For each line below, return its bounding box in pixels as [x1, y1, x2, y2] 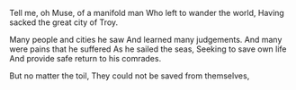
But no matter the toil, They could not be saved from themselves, [9, 70, 250, 81]
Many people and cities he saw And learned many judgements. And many [9, 35, 283, 45]
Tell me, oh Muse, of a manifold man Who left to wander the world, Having [9, 8, 285, 18]
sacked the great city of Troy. [9, 17, 119, 28]
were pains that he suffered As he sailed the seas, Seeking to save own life [9, 44, 287, 54]
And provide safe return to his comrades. [9, 53, 162, 63]
